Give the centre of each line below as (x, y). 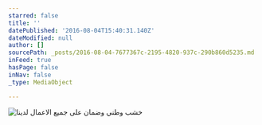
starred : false (33, 16)
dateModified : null (41, 38)
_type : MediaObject (41, 82)
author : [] (26, 45)
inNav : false (30, 75)
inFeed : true (30, 61)
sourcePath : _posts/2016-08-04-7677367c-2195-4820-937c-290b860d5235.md (131, 53)
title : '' (25, 23)
